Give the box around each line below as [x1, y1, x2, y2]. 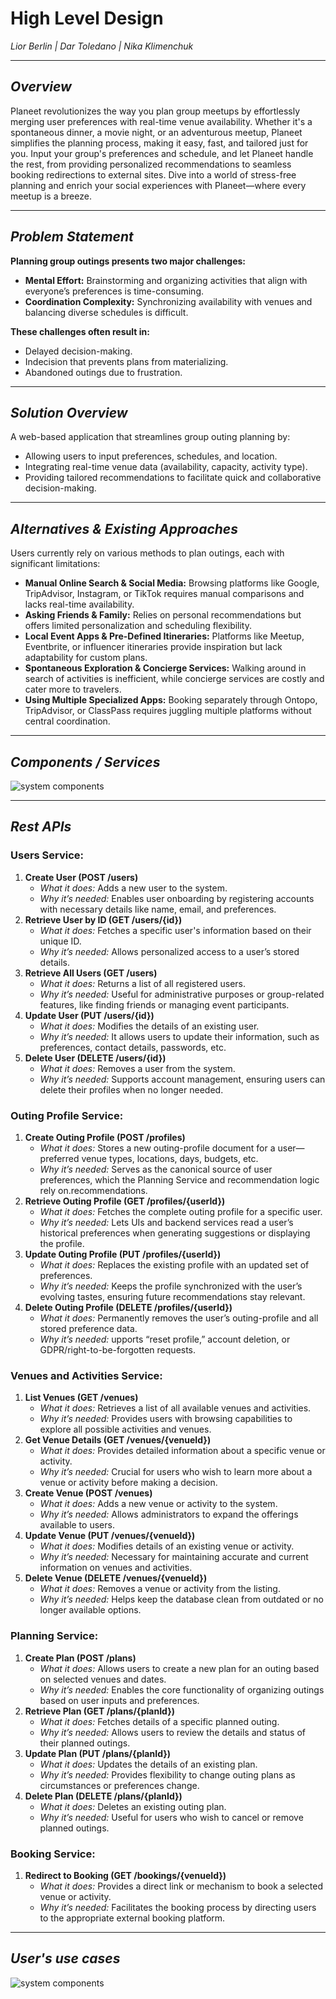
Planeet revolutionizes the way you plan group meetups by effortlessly [10, 105, 300, 117]
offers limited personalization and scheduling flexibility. [24, 620, 253, 632]
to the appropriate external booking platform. [39, 1912, 226, 1924]
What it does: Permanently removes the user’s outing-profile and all [39, 1312, 319, 1324]
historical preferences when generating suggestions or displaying [39, 1227, 311, 1239]
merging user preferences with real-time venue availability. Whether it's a [10, 115, 313, 127]
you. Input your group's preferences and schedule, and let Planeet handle [10, 147, 314, 159]
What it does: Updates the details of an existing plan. [39, 1758, 258, 1770]
